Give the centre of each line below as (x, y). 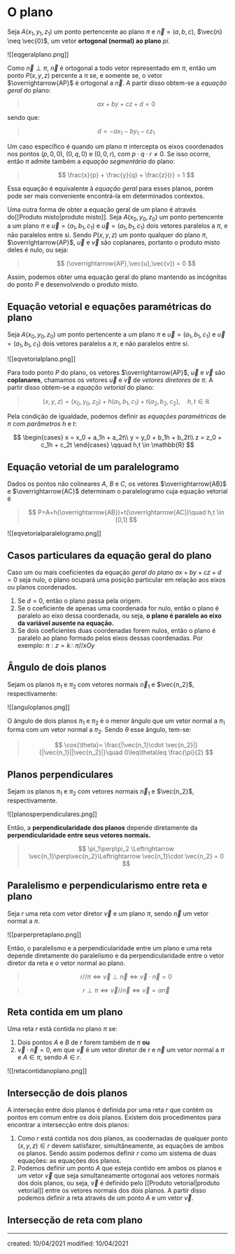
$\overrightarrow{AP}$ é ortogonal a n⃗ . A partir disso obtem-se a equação (117, 83)
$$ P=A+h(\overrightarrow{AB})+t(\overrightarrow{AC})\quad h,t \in (126, 512)
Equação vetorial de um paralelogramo (93, 467)
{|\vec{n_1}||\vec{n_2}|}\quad (81, 752)
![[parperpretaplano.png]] (44, 934)
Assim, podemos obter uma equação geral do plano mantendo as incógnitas (117, 277)
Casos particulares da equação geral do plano (109, 556)
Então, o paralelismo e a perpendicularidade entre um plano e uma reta (109, 948)
